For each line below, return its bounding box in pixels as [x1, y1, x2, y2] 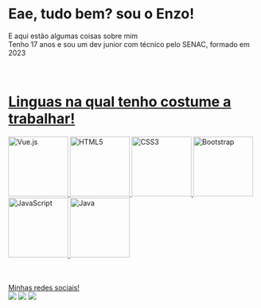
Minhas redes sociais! [8, 283, 80, 292]
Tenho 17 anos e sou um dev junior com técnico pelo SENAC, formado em [8, 39, 251, 49]
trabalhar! [8, 110, 76, 128]
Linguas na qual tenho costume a [8, 93, 232, 111]
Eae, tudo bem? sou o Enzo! [8, 5, 195, 23]
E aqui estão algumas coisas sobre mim [8, 31, 138, 41]
